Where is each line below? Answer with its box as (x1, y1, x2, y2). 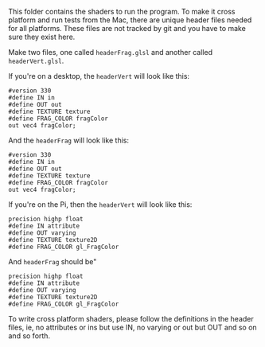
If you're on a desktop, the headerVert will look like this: (8, 72, 189, 80)
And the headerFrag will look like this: (8, 135, 130, 145)
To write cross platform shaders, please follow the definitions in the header (8, 314, 255, 323)
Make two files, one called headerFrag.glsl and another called (8, 48, 213, 57)
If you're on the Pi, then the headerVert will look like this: (8, 200, 193, 209)
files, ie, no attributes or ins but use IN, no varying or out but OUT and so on (8, 322, 257, 332)
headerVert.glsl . (8, 56, 64, 65)
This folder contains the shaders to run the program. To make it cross (8, 7, 236, 16)
